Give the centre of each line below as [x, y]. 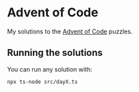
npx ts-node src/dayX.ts [42, 82]
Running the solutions [55, 53]
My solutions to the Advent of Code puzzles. [70, 31]
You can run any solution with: [50, 69]
